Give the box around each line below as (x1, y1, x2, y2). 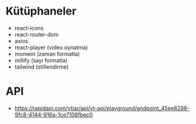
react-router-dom (14, 30, 59, 38)
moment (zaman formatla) (14, 50, 80, 57)
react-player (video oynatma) (14, 44, 88, 51)
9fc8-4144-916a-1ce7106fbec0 (14, 111, 93, 118)
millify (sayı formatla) (14, 57, 68, 64)
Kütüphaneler (5, 4, 77, 18)
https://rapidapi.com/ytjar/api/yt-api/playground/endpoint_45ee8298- (14, 105, 190, 112)
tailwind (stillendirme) (14, 63, 69, 71)
